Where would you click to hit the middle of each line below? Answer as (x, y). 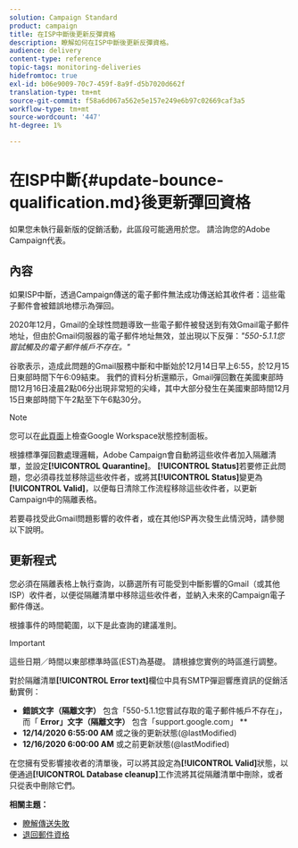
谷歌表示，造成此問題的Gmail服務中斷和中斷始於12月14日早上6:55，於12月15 (149, 365)
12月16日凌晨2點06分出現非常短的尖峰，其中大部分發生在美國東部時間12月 (153, 388)
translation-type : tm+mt (55, 92)
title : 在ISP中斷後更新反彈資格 (62, 34)
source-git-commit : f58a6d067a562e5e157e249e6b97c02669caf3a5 (127, 101)
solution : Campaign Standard (63, 17)
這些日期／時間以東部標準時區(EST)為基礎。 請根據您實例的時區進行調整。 (146, 661)
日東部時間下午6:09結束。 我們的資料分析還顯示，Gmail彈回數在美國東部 (143, 377)
